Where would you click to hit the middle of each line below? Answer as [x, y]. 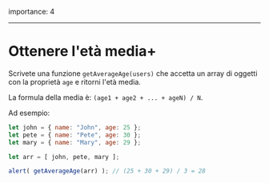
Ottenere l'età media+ [82, 52]
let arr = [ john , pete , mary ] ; [64, 157]
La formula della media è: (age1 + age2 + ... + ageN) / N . [106, 97]
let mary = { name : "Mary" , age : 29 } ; [75, 142]
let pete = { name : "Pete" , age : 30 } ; [75, 135]
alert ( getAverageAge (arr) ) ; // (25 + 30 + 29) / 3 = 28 [107, 171]
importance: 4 [32, 12]
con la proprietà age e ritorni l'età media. [75, 82]
